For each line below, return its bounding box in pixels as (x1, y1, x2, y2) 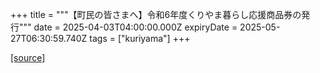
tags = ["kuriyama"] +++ (89, 33, 191, 44)
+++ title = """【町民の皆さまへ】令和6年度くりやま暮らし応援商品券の (10, 9, 302, 20)
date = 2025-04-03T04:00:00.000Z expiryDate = (33, 21, 238, 33)
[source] (10, 52, 46, 63)
